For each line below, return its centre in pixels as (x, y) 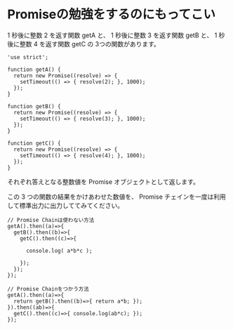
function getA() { (34, 70)
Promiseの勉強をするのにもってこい (112, 14)
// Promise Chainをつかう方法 (48, 289)
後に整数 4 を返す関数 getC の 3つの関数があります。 (84, 44)
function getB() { (34, 106)
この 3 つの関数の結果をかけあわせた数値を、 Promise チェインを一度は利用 (116, 197)
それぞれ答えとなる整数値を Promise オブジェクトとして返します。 (104, 181)
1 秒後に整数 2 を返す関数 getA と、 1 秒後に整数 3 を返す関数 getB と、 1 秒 (116, 35)
